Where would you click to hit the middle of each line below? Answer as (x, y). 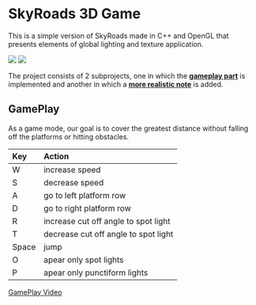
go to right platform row (87, 208)
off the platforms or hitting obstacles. (68, 136)
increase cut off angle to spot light (107, 221)
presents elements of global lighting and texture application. (106, 44)
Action (56, 156)
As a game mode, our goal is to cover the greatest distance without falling (128, 128)
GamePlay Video (35, 292)
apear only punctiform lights (96, 273)
